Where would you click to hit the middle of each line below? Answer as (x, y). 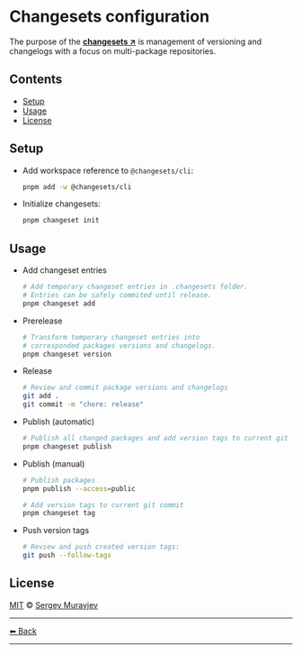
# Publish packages (59, 480)
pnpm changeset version (67, 354)
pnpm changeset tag (59, 513)
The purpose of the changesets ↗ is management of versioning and (136, 41)
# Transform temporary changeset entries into (111, 337)
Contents (36, 80)
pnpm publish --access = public (79, 488)
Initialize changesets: (62, 204)
